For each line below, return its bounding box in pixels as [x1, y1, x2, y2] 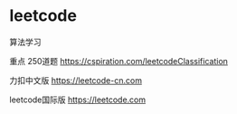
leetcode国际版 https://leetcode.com [9, 94, 147, 105]
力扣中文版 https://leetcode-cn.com [9, 74, 143, 86]
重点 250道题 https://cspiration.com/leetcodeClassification [9, 55, 229, 66]
